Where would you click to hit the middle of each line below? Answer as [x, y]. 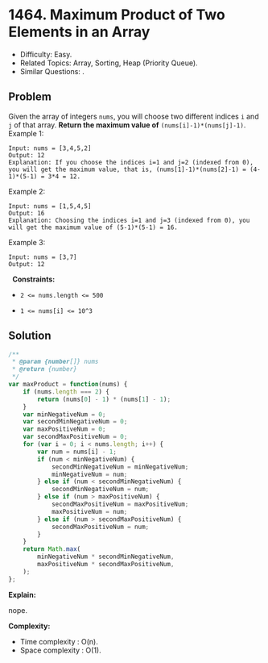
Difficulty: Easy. [46, 54]
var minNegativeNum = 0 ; [64, 414]
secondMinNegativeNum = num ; [100, 490]
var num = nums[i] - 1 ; [77, 452]
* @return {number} [45, 369]
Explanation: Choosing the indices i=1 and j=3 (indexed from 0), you [129, 220]
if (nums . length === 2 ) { [66, 392]
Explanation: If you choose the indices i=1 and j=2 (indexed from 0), [131, 162]
